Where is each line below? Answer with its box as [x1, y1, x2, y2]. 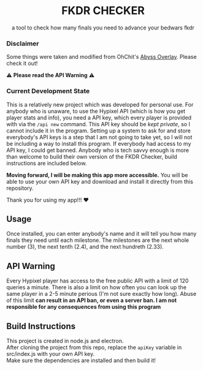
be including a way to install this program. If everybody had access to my [6, 140, 191, 147]
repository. [6, 184, 34, 192]
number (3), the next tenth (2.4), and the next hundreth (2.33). [6, 243, 164, 251]
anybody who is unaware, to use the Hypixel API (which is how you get [6, 107, 186, 115]
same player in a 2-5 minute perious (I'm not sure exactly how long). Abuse [6, 290, 197, 298]
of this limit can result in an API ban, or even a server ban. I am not [6, 296, 177, 304]
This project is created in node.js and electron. [6, 337, 124, 344]
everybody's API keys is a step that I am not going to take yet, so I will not [6, 133, 193, 141]
